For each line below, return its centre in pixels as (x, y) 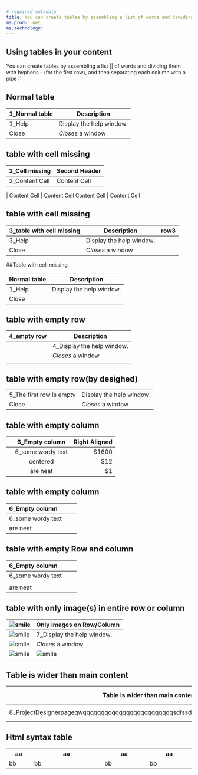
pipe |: (14, 79)
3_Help (19, 241)
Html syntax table (39, 737)
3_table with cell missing (45, 231)
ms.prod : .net (24, 22)
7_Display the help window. (74, 635)
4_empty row (28, 336)
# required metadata (32, 12)
